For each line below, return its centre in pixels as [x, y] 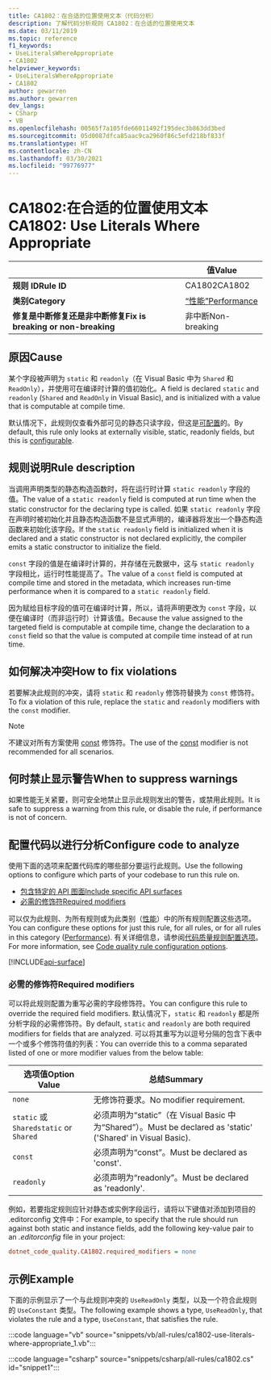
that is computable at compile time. [67, 406]
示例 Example [41, 1279]
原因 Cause [35, 357]
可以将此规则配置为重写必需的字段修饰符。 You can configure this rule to [128, 1004]
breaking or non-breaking [64, 327]
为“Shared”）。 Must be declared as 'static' [173, 1127]
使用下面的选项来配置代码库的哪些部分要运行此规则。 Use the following [126, 866]
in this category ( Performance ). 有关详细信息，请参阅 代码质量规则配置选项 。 [135, 938]
